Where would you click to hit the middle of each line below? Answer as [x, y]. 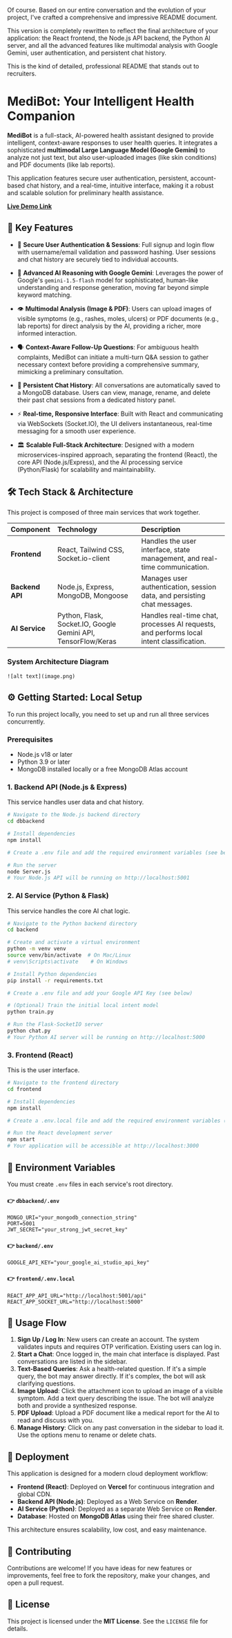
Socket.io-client [84, 558]
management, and [171, 558]
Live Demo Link [30, 206]
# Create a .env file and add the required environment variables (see [112, 853]
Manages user [164, 578]
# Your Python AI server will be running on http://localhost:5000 [106, 1037]
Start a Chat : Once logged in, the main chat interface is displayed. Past [118, 1354]
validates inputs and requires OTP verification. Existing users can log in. [119, 1347]
